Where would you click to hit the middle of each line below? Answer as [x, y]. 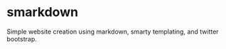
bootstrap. [22, 38]
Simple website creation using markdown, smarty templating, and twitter [113, 31]
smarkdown [43, 12]
